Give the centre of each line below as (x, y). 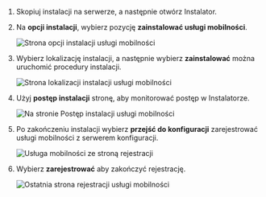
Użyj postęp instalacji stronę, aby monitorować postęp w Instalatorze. (133, 98)
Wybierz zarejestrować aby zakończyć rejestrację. (101, 169)
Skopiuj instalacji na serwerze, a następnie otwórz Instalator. (116, 12)
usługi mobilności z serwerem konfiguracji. (87, 137)
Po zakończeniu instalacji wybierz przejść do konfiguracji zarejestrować (137, 129)
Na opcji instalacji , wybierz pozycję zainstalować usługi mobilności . (131, 27)
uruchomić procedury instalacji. (69, 67)
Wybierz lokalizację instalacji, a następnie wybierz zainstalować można (135, 58)
